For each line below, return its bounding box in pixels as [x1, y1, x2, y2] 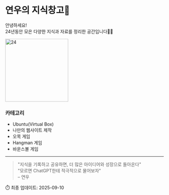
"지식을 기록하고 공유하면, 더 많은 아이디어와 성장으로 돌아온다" [17, 161, 142, 167]
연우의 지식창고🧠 [5, 5, 70, 16]
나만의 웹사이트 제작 [12, 127, 52, 133]
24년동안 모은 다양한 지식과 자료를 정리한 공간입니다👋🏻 [5, 28, 113, 34]
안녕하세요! [5, 22, 27, 28]
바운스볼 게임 [12, 146, 39, 152]
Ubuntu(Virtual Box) [12, 121, 54, 127]
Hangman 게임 [12, 140, 43, 146]
